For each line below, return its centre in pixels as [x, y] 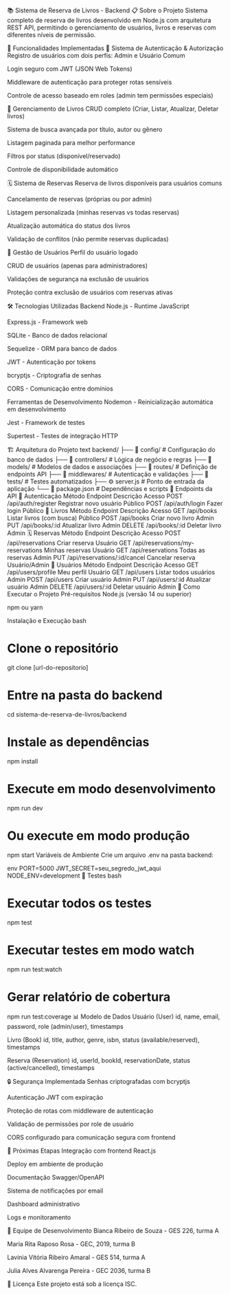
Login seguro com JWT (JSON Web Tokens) [70, 69]
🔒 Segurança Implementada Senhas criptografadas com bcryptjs [99, 1081]
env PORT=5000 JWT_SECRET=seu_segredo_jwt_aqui [84, 868]
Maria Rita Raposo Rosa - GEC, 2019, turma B [71, 1243]
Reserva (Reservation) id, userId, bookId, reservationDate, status [99, 1060]
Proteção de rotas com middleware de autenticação [80, 1111]
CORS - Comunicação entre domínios [60, 389]
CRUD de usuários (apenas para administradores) [78, 265]
